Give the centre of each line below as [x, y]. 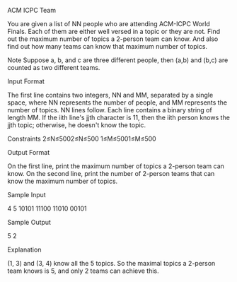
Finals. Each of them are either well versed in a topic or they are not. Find [114, 31]
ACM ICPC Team [32, 10]
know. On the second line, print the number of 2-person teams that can [111, 174]
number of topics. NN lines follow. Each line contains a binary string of [110, 110]
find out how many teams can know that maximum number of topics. [107, 46]
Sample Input [27, 195]
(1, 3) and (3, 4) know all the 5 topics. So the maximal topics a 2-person [111, 263]
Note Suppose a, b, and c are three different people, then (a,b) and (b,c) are [118, 60]
